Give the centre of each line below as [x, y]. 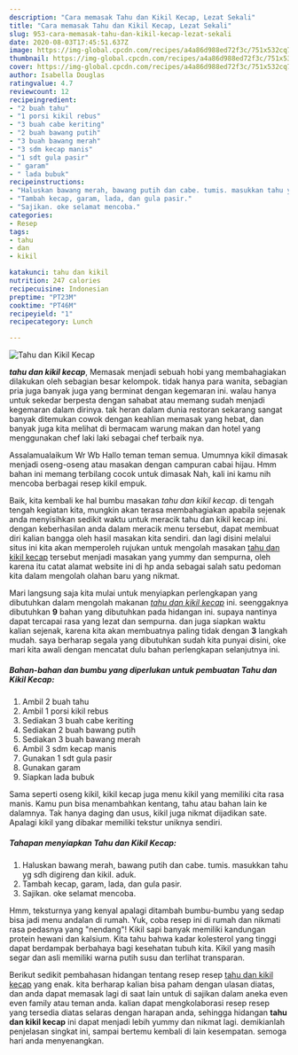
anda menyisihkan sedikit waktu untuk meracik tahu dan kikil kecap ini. [138, 520]
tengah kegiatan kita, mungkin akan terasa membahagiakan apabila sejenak [147, 510]
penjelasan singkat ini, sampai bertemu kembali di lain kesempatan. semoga [148, 1032]
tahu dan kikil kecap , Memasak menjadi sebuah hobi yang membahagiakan [148, 372]
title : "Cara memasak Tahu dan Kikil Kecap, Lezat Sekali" [121, 26]
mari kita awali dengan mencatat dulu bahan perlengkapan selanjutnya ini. [145, 650]
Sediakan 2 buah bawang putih [78, 730]
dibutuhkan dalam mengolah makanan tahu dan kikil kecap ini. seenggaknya [149, 603]
